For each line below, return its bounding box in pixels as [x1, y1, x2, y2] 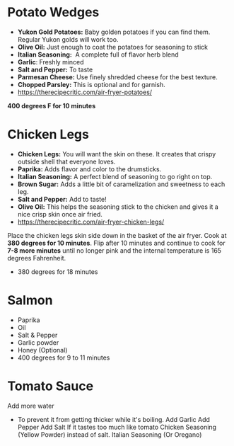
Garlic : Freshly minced [17, 57, 84, 66]
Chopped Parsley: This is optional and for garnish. [17, 80, 165, 88]
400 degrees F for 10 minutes [7, 101, 96, 110]
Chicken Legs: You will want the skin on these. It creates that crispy [17, 149, 216, 158]
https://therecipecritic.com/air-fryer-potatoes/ [17, 88, 153, 96]
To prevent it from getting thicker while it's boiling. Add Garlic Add [17, 415, 211, 423]
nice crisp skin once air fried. [17, 210, 103, 218]
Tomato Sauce [7, 378, 94, 394]
